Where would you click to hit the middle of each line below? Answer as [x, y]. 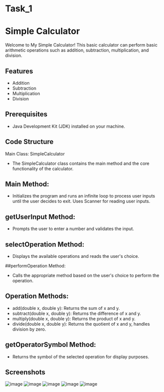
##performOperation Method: [35, 266]
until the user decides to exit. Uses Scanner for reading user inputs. [81, 201]
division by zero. [29, 329]
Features [19, 71]
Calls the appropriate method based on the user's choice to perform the [86, 275]
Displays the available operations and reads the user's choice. [76, 256]
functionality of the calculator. [43, 168]
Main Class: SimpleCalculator [35, 153]
